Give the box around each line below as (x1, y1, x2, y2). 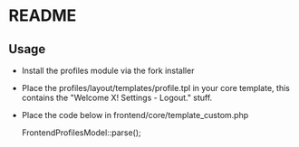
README (8, 5, 77, 26)
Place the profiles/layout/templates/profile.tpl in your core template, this (21, 83, 291, 93)
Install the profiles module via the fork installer (21, 65, 195, 76)
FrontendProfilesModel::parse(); (21, 127, 141, 138)
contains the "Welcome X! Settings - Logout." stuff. (21, 92, 213, 103)
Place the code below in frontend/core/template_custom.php (21, 110, 249, 120)
